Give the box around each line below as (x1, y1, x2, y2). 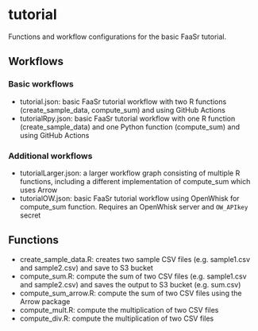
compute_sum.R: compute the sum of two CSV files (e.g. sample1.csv (19, 271, 248, 281)
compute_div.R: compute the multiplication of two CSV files (19, 314, 214, 323)
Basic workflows (8, 79, 74, 90)
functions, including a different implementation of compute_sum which (19, 176, 251, 186)
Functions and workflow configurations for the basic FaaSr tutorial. (8, 32, 227, 41)
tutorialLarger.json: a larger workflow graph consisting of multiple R (19, 168, 241, 178)
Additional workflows (8, 150, 93, 161)
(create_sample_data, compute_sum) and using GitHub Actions (19, 105, 226, 114)
